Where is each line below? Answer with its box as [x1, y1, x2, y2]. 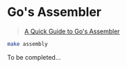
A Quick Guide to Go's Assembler [24, 27, 120, 35]
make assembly [7, 40, 49, 47]
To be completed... [7, 53, 61, 61]
